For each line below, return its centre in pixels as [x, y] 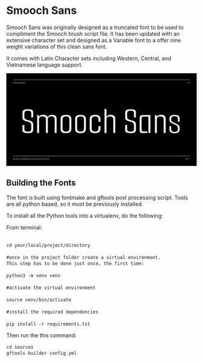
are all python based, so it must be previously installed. [75, 204]
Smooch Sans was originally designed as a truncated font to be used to [95, 27]
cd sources [20, 347]
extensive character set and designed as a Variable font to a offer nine [94, 40]
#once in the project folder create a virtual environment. [84, 257]
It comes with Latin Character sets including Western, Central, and [89, 58]
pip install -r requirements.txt [48, 324]
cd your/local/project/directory [48, 245]
